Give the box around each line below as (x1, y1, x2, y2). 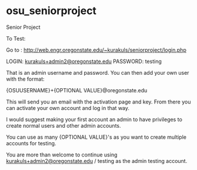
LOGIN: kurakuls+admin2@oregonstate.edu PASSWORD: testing (6, 58, 162, 65)
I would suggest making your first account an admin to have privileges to (6, 116, 182, 123)
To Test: (6, 35, 26, 42)
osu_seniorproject (6, 4, 97, 18)
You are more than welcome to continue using (6, 151, 118, 158)
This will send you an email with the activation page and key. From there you (6, 98, 191, 105)
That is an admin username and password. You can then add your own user (6, 69, 189, 76)
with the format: (6, 75, 45, 82)
